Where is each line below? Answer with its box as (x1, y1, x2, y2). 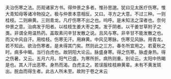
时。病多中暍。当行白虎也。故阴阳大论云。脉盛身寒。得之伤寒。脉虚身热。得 (5, 49, 166, 55)
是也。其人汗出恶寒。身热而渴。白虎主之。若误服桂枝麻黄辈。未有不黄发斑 (5, 62, 161, 68)
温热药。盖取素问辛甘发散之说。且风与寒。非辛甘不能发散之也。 (32, 30, 166, 36)
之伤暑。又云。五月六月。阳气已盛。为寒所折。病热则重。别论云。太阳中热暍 (5, 56, 166, 61)
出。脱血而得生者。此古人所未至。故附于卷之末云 (5, 68, 108, 74)
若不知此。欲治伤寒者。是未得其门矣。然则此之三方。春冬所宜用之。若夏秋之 (5, 43, 166, 48)
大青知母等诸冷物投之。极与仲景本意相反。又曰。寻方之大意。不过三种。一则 (5, 11, 166, 17)
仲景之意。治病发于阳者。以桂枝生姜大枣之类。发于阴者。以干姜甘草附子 (5, 23, 157, 30)
